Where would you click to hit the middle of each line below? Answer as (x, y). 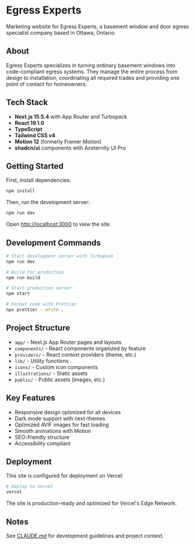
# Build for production (35, 272)
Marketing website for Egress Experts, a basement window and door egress (97, 26)
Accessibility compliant (42, 443)
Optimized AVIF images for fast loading (62, 424)
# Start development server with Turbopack (60, 256)
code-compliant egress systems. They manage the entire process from (92, 72)
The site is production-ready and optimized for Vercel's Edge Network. (92, 503)
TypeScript (28, 129)
